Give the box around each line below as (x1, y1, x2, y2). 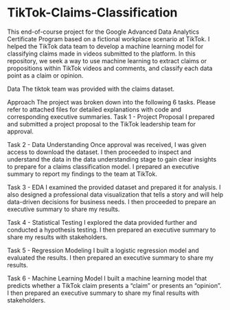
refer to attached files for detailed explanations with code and (7, 105, 182, 113)
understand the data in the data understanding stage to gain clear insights (7, 155, 217, 163)
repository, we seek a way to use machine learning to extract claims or (7, 56, 207, 65)
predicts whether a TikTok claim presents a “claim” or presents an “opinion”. (7, 281, 222, 289)
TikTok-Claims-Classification (7, 5, 178, 21)
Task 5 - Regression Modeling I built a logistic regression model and (7, 246, 199, 254)
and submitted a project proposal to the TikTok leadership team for (7, 120, 196, 128)
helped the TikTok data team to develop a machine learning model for (7, 42, 204, 50)
